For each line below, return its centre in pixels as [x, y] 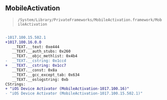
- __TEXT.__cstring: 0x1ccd [36, 61]
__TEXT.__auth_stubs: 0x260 [41, 52]
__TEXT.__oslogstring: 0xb [40, 79]
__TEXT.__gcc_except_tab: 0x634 [46, 75]
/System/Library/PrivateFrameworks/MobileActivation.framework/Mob [90, 20]
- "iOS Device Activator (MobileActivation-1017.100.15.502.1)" [74, 93]
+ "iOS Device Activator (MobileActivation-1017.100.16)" [67, 89]
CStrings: [16, 84]
